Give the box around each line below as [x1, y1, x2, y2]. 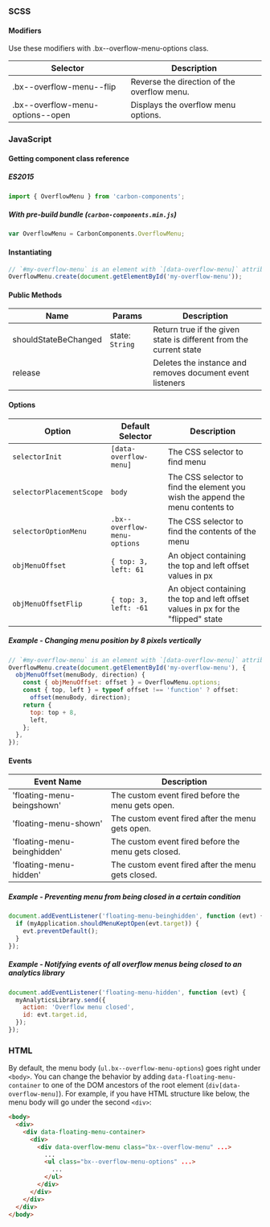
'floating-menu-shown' [12, 818, 103, 829]
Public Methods [8, 290, 63, 300]
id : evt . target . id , [22, 1011, 88, 1019]
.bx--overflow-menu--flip [12, 81, 117, 93]
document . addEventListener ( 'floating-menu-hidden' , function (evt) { [8, 989, 247, 997]
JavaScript [8, 134, 52, 145]
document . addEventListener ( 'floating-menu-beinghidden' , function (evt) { [8, 912, 264, 920]
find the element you [167, 481, 246, 492]
